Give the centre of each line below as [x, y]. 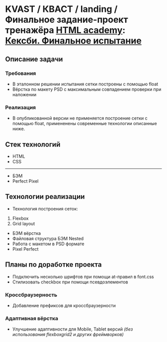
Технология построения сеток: [45, 208]
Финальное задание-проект [67, 20]
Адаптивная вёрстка [32, 318]
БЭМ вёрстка [27, 233]
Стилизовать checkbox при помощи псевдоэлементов [70, 282]
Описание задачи [34, 59]
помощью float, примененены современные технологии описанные [85, 124]
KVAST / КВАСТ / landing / [61, 9]
